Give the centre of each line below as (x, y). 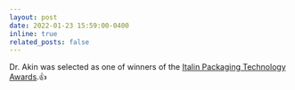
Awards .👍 (28, 77)
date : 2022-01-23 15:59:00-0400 (69, 26)
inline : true (33, 34)
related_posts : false (49, 42)
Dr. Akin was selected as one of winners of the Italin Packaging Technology (148, 67)
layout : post (33, 17)
